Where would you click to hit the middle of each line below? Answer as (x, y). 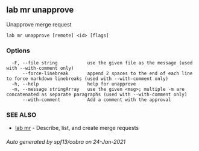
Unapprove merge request (39, 24)
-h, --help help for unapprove (74, 84)
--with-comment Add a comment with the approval (96, 100)
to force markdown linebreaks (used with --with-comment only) (87, 79)
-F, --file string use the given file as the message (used (102, 63)
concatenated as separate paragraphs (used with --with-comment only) (97, 95)
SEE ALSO (21, 115)
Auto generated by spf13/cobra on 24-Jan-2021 (66, 142)
